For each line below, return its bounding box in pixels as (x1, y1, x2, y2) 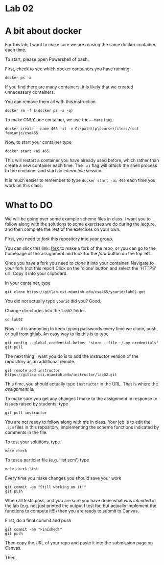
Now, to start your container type (5, 139, 72, 145)
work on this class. (5, 183, 43, 188)
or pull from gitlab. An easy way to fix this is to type (5, 331, 109, 337)
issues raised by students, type (5, 401, 69, 407)
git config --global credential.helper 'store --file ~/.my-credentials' (5, 341, 159, 346)
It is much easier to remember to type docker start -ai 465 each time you (5, 177, 156, 183)
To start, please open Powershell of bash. (5, 56, 89, 62)
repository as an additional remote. (5, 359, 76, 365)
